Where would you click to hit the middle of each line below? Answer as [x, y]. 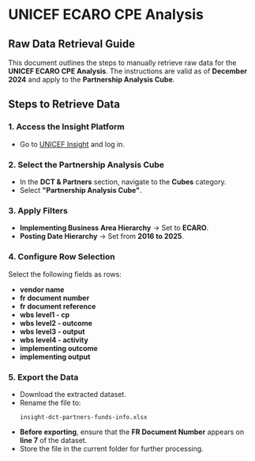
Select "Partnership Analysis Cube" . [81, 190]
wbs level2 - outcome [56, 323]
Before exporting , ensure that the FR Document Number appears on [132, 432]
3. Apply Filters [38, 210]
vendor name [42, 289]
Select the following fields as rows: [65, 274]
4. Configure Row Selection [62, 257]
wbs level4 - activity [54, 340]
